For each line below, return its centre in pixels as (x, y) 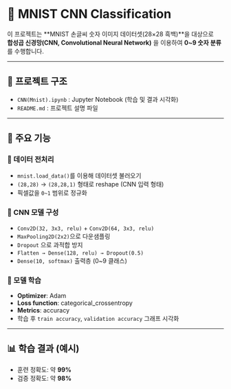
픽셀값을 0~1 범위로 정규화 (52, 193)
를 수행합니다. (26, 51)
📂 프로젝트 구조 (37, 82)
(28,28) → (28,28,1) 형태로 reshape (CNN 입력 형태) (90, 185)
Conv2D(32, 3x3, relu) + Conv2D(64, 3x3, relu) (86, 228)
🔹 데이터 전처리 (31, 160)
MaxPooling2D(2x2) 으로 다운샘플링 (64, 236)
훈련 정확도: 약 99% (44, 369)
